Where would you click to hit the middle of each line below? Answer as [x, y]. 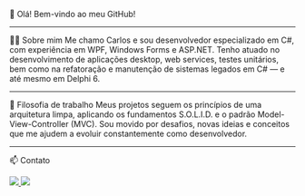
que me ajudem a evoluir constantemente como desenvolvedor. [128, 133]
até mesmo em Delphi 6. [55, 78]
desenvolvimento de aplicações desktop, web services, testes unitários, [144, 59]
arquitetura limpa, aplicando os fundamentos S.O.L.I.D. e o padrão [133, 114]
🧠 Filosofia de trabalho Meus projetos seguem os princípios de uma [136, 105]
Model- [271, 114]
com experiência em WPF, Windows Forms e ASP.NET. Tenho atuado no [145, 49]
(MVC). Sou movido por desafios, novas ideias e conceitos [180, 124]
